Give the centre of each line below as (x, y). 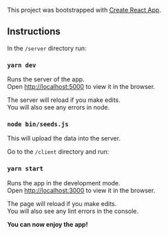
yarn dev (22, 65)
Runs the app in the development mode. (64, 183)
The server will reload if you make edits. (64, 100)
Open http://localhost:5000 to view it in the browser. (81, 87)
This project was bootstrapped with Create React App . (84, 10)
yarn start (25, 169)
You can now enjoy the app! (48, 224)
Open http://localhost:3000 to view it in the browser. (81, 190)
